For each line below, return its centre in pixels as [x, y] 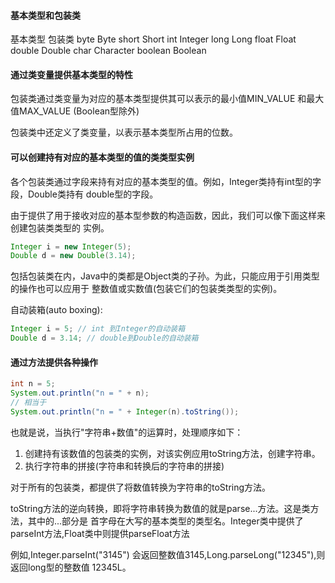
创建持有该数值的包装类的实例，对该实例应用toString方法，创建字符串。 [172, 453]
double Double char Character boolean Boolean [108, 51]
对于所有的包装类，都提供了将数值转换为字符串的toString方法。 [141, 487]
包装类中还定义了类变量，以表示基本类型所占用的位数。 [124, 132]
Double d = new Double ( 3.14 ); [73, 256]
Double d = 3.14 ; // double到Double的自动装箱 [104, 338]
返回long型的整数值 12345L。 [71, 567]
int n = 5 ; [33, 384]
